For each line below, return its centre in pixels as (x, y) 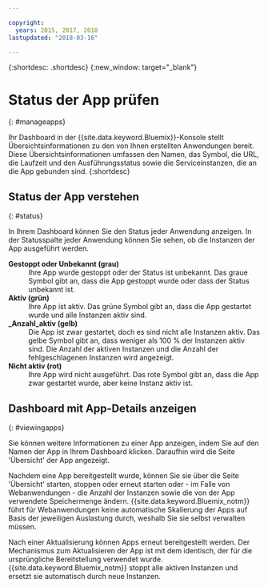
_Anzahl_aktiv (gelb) (43, 324)
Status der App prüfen (84, 100)
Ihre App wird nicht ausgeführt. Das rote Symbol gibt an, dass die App (144, 375)
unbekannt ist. (52, 290)
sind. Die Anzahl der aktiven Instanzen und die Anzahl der (124, 349)
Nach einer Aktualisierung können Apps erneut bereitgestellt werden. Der (129, 542)
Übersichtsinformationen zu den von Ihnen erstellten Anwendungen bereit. (131, 146)
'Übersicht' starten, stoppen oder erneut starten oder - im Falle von (119, 484)
